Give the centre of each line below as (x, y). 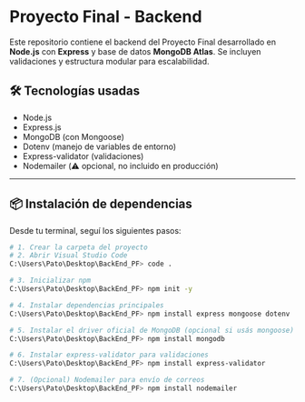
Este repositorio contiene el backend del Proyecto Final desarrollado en (143, 42)
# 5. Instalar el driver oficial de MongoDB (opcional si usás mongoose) (152, 330)
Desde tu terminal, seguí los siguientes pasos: (95, 230)
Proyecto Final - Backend (106, 17)
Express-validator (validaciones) (83, 156)
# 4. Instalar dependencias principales (87, 305)
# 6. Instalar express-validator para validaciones (109, 355)
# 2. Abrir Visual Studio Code (69, 256)
